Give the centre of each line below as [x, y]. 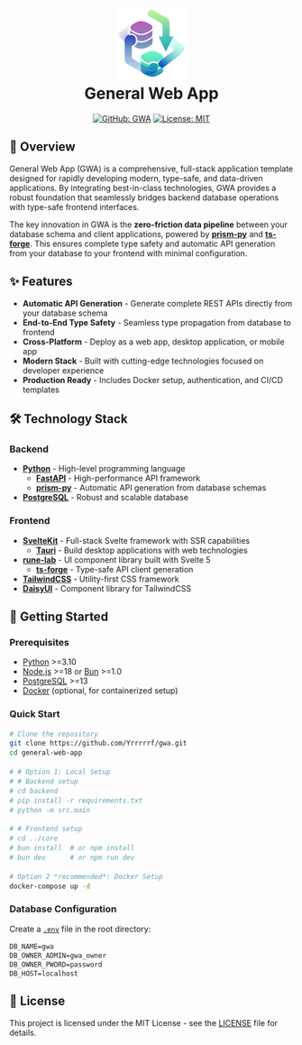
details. [23, 1032]
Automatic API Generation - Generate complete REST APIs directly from [157, 303]
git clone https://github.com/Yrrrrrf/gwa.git [98, 743]
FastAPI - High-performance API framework [118, 478]
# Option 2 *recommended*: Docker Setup [87, 876]
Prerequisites [39, 642]
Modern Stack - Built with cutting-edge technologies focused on [143, 361]
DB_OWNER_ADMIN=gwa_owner [58, 955]
